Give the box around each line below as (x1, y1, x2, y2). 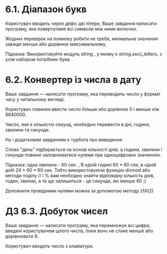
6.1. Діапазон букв (5, 4, 87, 15)
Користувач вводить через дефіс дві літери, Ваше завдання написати (5, 20, 157, 26)
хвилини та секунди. (5, 126, 50, 133)
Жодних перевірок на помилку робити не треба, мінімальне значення (5, 36, 158, 42)
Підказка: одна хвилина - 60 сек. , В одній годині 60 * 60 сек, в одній (5, 162, 156, 168)
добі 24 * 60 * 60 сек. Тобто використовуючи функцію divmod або (5, 167, 150, 173)
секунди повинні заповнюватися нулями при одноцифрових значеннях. (5, 151, 161, 158)
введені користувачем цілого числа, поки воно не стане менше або (5, 228, 154, 234)
